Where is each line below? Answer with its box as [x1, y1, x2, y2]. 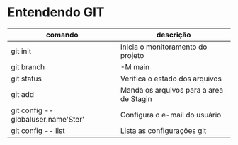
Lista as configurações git [120, 125, 207, 135]
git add [11, 89, 34, 99]
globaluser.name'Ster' [11, 114, 85, 124]
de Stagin [120, 93, 152, 103]
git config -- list [11, 125, 65, 135]
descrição [156, 30, 191, 40]
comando [45, 30, 79, 40]
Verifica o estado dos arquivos [120, 74, 222, 83]
